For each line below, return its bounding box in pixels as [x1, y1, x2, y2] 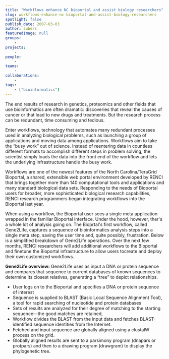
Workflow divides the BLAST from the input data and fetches [12, 316, 139, 322]
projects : [5, 45, 26, 50]
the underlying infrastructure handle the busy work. [5, 159, 112, 165]
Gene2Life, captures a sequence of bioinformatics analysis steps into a [5, 226, 153, 232]
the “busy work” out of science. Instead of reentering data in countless [5, 143, 153, 149]
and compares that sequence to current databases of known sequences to [5, 268, 160, 275]
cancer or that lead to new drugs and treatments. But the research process [5, 111, 161, 117]
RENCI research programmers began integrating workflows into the [5, 195, 145, 202]
